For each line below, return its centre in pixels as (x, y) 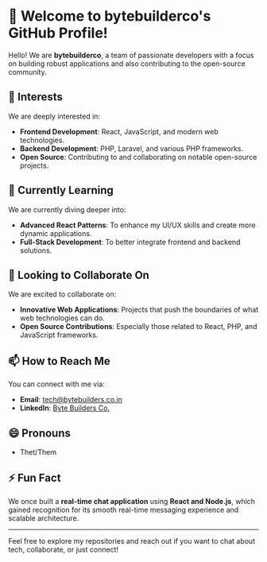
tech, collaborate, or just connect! (64, 549)
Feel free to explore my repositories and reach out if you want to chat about (132, 541)
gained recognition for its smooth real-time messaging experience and (124, 510)
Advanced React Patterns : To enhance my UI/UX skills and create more (137, 225)
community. (27, 72)
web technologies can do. (62, 318)
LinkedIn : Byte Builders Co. (64, 408)
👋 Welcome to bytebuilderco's (110, 16)
